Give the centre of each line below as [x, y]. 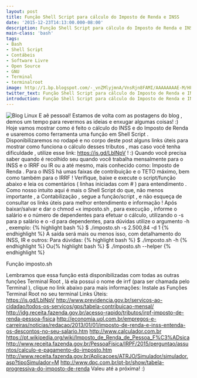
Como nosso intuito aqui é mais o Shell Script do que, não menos [85, 190]
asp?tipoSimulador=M [33, 362]
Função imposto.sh [29, 264]
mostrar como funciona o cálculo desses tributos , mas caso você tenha [93, 147]
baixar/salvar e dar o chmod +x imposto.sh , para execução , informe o [92, 209]
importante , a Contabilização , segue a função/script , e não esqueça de [94, 196]
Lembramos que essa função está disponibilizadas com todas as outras [93, 275]
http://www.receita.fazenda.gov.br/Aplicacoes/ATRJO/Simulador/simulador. [97, 356]
